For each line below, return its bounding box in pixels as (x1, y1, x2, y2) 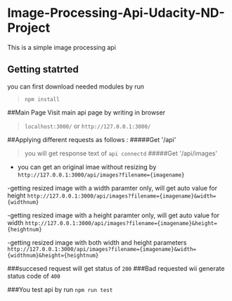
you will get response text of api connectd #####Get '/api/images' (24, 149, 218, 158)
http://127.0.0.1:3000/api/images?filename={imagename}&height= (25, 219, 218, 226)
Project (7, 20, 51, 36)
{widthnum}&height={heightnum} (7, 252, 99, 259)
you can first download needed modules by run (7, 82, 145, 91)
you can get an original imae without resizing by (17, 162, 157, 171)
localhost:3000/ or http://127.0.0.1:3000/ (24, 122, 151, 130)
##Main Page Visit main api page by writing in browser (7, 108, 166, 117)
